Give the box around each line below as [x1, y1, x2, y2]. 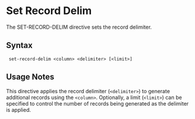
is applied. [6, 106, 31, 113]
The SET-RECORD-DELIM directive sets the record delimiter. [6, 23, 152, 30]
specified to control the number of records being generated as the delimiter [6, 100, 189, 107]
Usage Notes [6, 72, 55, 82]
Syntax [6, 40, 33, 50]
